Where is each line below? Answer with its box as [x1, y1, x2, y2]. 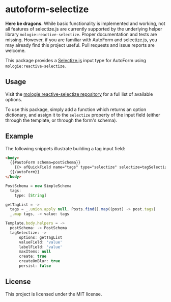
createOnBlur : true [18, 259, 60, 264]
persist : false [18, 263, 51, 268]
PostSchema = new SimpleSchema [5, 183, 72, 188]
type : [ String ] [14, 193, 47, 198]
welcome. [5, 47, 26, 53]
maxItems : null [18, 249, 51, 254]
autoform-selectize [5, 4, 89, 15]
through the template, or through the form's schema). [5, 117, 118, 123]
